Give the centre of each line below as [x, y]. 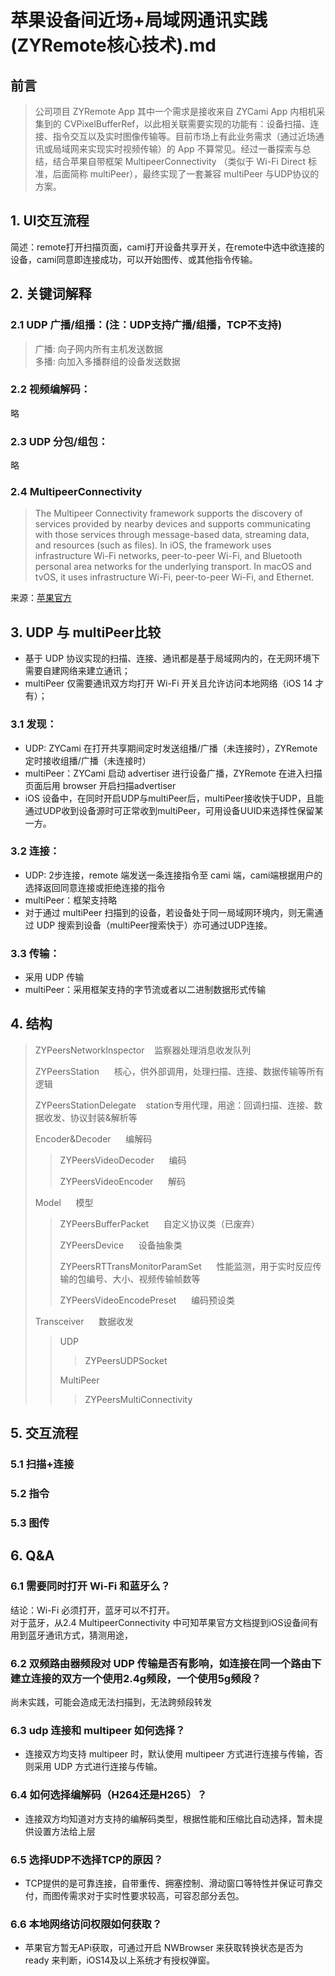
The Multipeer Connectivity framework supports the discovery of [168, 513]
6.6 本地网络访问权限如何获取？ [86, 1924]
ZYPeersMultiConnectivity [138, 1399]
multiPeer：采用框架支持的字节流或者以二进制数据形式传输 [145, 990]
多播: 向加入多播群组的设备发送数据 [107, 361]
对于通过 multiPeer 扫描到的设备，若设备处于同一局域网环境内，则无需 [169, 912]
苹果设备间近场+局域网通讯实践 [139, 20]
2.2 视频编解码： [51, 389]
